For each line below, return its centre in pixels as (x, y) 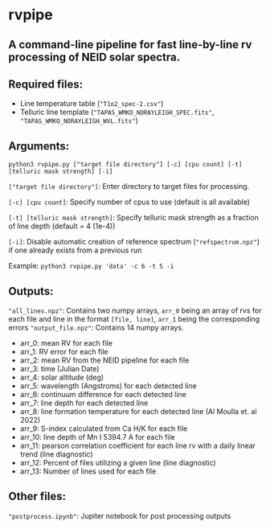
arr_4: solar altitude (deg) (62, 377)
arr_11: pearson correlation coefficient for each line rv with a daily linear (137, 446)
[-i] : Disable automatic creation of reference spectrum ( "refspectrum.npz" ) (134, 242)
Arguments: (39, 146)
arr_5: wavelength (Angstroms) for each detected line (108, 386)
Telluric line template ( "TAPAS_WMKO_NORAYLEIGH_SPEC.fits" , (117, 112)
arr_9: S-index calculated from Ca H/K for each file (104, 429)
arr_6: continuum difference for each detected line (103, 395)
